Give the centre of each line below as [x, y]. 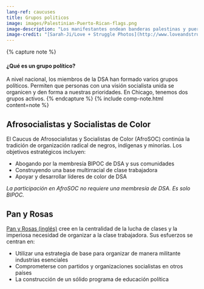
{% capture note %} [31, 52]
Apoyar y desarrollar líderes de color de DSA [71, 176]
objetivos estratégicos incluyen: [46, 152]
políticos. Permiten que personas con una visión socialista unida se [90, 86]
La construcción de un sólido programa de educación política [92, 279]
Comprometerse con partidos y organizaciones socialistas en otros [99, 266]
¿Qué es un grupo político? [41, 66]
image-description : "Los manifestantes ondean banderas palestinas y [96, 29]
